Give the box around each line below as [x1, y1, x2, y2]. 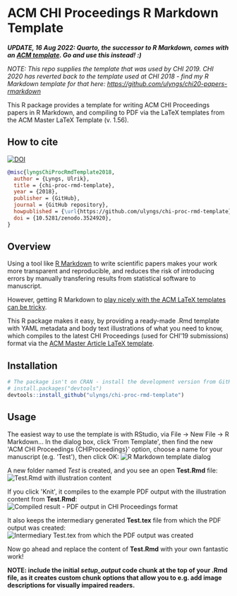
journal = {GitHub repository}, [13, 201, 109, 209]
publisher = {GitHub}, [13, 195, 80, 202]
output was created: [7, 523, 66, 532]
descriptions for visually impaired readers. [7, 580, 135, 589]
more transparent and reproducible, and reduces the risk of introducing [7, 267, 215, 275]
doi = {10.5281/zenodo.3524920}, [13, 214, 112, 222]
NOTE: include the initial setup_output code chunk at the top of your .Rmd [7, 566, 228, 574]
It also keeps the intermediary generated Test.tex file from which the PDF [7, 515, 221, 524]
